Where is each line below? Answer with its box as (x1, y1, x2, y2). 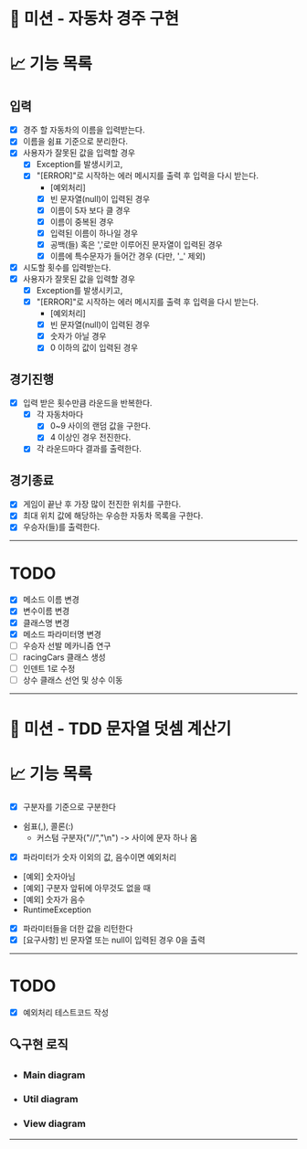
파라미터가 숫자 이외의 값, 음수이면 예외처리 (22, 852, 177, 863)
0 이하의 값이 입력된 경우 (49, 342, 139, 353)
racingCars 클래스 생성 (22, 651, 107, 663)
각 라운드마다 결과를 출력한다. (36, 443, 142, 454)
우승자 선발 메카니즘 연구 (22, 640, 111, 651)
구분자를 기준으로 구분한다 (22, 802, 117, 812)
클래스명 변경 (22, 617, 70, 628)
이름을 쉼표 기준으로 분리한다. (22, 136, 129, 147)
